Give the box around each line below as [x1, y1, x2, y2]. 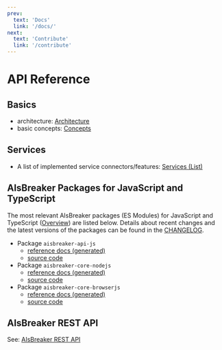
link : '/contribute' [13, 42, 72, 49]
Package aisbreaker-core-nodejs [16, 261, 112, 269]
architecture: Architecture [16, 117, 90, 125]
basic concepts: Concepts [16, 124, 91, 132]
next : [7, 29, 23, 36]
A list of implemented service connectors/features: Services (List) [16, 162, 203, 170]
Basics [7, 99, 36, 110]
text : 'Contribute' [13, 36, 69, 43]
